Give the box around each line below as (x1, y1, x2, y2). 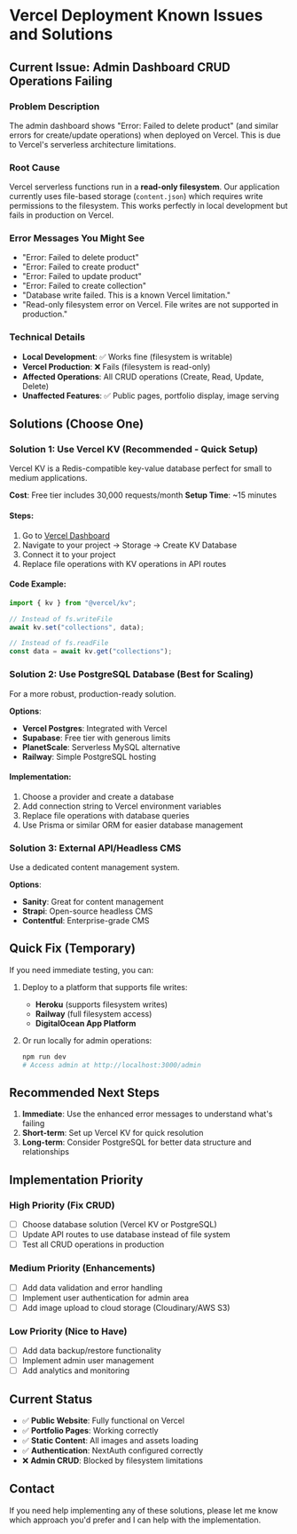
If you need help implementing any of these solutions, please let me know (9, 1505, 278, 1515)
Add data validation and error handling (21, 1282, 163, 1293)
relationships (21, 1147, 69, 1157)
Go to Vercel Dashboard (21, 530, 111, 540)
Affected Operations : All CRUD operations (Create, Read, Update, (21, 371, 264, 382)
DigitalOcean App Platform (35, 1018, 137, 1028)
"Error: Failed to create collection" (21, 281, 147, 292)
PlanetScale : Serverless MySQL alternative (21, 741, 181, 752)
